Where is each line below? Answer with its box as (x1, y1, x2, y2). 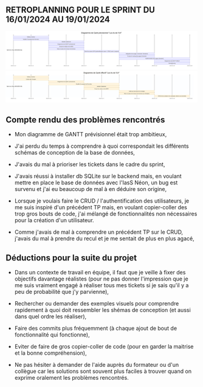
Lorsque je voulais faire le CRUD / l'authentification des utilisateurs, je (14, 197, 190, 204)
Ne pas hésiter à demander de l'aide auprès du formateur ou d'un (14, 361, 179, 368)
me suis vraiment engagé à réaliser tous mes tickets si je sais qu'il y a (14, 281, 189, 288)
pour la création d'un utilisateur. (14, 217, 95, 224)
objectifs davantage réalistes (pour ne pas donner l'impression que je (14, 275, 189, 282)
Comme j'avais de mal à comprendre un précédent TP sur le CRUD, (14, 228, 184, 236)
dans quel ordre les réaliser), (14, 313, 87, 320)
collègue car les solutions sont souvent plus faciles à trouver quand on (14, 368, 192, 375)
